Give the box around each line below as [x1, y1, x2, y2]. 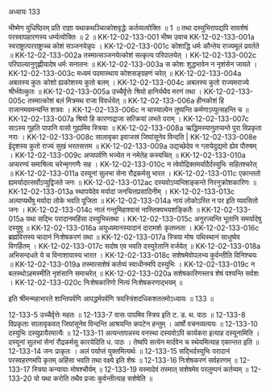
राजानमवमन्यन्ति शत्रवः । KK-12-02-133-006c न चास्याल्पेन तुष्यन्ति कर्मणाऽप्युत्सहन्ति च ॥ [8, 105, 249, 114]
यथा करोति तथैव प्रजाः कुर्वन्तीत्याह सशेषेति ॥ [41, 373, 153, 383]
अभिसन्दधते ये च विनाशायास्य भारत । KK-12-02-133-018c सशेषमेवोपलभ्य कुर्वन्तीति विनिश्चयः [8, 251, 258, 259]
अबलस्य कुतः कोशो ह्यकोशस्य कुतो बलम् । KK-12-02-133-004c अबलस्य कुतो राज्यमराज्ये [8, 78, 250, 87]
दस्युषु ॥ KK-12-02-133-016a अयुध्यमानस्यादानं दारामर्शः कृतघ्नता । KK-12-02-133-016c [8, 223, 260, 233]
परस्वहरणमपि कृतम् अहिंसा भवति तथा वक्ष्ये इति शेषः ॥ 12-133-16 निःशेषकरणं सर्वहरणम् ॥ [8, 356, 238, 365]
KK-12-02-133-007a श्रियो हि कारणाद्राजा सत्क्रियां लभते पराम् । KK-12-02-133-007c [8, 114, 250, 124]
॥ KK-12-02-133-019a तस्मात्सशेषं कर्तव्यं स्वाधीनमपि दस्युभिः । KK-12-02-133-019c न [8, 259, 255, 269]
